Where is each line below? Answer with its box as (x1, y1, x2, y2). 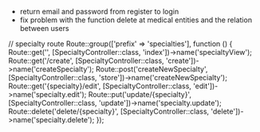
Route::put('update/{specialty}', (88, 90, 191, 99)
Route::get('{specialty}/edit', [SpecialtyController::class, (8, 81, 191, 91)
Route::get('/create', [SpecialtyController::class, (8, 56, 165, 65)
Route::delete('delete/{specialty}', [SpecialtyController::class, (8, 107, 210, 116)
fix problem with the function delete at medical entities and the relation (19, 15, 253, 25)
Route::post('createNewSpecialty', (95, 64, 208, 74)
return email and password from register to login (19, 7, 179, 16)
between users (19, 24, 69, 33)
